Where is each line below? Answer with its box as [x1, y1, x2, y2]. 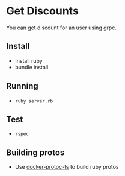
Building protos [6, 147, 65, 157]
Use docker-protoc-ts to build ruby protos [14, 163, 119, 171]
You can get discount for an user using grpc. [6, 24, 117, 31]
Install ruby [14, 57, 43, 64]
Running [6, 81, 39, 91]
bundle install [14, 63, 49, 71]
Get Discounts [6, 4, 79, 18]
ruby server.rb [14, 98, 53, 104]
